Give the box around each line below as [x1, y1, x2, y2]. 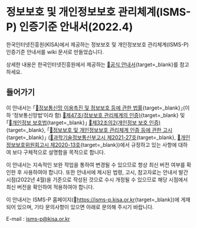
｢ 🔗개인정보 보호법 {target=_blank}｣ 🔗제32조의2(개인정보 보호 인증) [6, 119, 161, 126]
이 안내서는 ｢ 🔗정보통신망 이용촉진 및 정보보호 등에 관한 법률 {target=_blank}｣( [6, 104, 185, 111]
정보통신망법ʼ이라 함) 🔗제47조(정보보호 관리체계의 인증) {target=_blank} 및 [14, 111, 185, 118]
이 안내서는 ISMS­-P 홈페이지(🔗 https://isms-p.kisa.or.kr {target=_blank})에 [6, 196, 180, 203]
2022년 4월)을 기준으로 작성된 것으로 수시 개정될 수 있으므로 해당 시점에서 [17, 176, 188, 183]
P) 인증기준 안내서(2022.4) [6, 20, 133, 34]
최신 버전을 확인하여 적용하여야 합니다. [6, 183, 94, 190]
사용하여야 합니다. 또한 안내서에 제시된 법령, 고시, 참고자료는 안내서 [23, 168, 178, 175]
